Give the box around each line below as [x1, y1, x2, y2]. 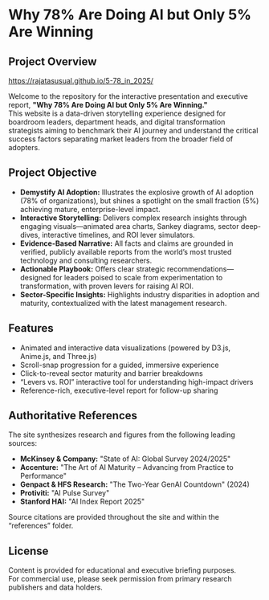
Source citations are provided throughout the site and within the [8, 512, 219, 522]
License [8, 544, 49, 557]
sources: [8, 439, 38, 448]
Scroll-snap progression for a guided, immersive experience [19, 360, 219, 369]
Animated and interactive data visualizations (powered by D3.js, [19, 343, 231, 353]
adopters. [8, 143, 40, 152]
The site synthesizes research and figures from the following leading [8, 430, 235, 439]
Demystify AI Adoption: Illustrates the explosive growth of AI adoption [19, 187, 255, 197]
